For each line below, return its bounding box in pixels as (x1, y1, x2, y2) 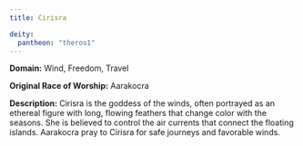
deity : (9, 29, 35, 39)
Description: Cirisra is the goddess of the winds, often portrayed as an (9, 98, 276, 109)
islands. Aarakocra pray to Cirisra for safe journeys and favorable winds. (9, 127, 280, 138)
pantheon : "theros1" (17, 38, 96, 47)
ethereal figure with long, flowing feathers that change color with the (9, 108, 267, 119)
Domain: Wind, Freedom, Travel (9, 63, 129, 73)
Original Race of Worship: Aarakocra (9, 81, 150, 92)
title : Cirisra (9, 13, 67, 23)
